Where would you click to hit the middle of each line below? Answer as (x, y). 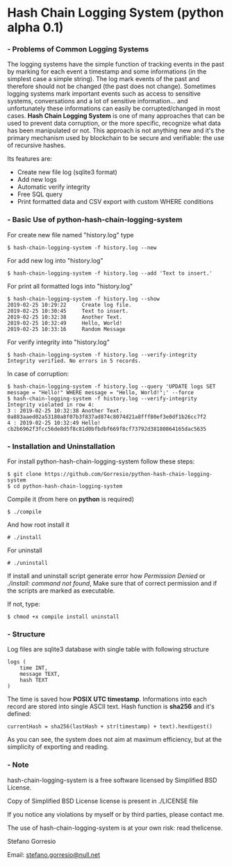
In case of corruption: (38, 373)
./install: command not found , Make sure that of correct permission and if (112, 584)
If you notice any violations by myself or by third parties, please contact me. (116, 814)
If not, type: (24, 604)
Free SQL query (40, 194)
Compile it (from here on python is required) (71, 499)
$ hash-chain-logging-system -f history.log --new (82, 248)
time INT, (34, 668)
